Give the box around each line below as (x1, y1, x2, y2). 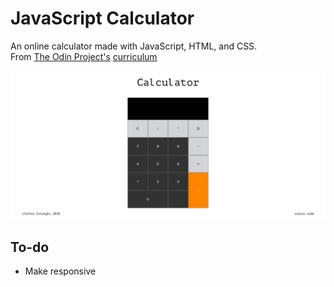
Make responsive (24, 265, 97, 277)
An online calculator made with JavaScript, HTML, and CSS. (10, 40, 258, 52)
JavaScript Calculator (10, 7, 195, 30)
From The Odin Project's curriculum (10, 50, 158, 62)
